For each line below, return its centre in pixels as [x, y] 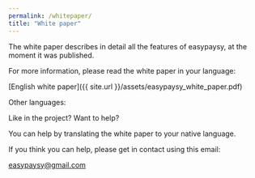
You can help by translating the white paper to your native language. [122, 133]
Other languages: [37, 102]
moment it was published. [51, 55]
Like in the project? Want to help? [64, 117]
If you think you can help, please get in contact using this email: [115, 149]
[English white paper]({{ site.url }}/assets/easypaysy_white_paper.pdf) [125, 87]
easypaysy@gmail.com [47, 165]
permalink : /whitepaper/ [50, 16]
